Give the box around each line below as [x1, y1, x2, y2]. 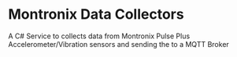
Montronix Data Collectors [8, 5, 184, 23]
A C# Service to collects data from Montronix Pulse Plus [8, 31, 191, 41]
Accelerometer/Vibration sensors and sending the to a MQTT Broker [8, 39, 230, 48]
